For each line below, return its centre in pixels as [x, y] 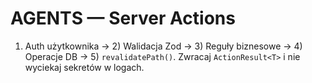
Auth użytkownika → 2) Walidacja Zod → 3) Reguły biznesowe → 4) [163, 46]
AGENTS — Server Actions [123, 18]
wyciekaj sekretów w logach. [84, 67]
